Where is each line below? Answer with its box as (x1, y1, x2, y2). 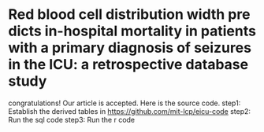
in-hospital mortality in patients (44, 22, 256, 40)
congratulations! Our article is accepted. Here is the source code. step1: (8, 98, 241, 108)
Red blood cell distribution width (8, 5, 225, 24)
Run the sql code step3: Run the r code (8, 115, 136, 124)
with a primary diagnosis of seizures (8, 39, 252, 57)
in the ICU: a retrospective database (8, 56, 249, 74)
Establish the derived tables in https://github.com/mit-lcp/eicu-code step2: (8, 106, 251, 115)
